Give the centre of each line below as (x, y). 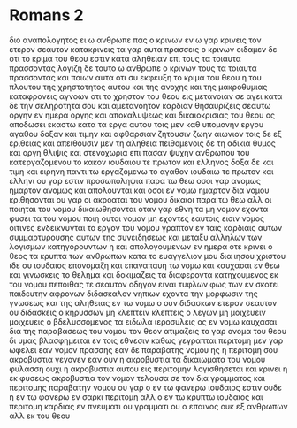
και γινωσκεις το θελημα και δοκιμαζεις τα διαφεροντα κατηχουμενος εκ (144, 274)
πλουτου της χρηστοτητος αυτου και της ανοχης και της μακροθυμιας (138, 87)
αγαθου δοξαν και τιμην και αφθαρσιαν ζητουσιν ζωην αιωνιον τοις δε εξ (146, 134)
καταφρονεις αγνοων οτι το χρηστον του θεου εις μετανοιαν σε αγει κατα (146, 96)
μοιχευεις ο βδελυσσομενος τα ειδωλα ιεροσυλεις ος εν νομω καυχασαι (143, 321)
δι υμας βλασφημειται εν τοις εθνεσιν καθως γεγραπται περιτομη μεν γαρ (146, 340)
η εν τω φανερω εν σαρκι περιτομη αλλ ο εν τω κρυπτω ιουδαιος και (136, 397)
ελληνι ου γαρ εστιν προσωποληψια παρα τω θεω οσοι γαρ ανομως (135, 180)
